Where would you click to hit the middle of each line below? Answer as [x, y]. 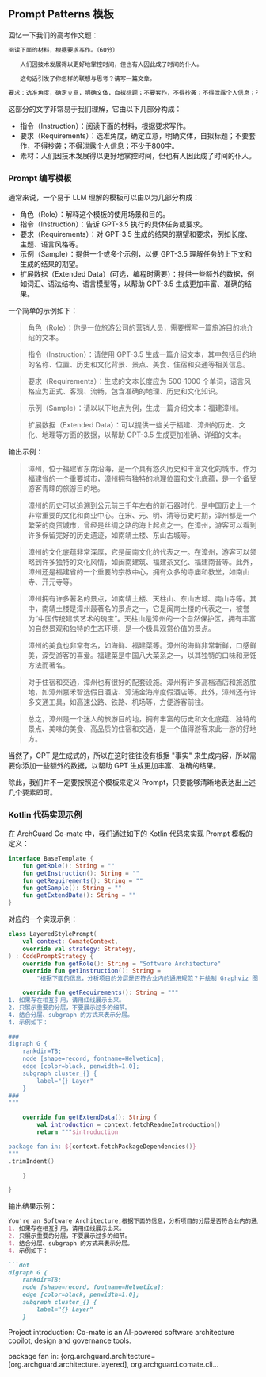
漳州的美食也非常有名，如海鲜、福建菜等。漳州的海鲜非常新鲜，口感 [139, 645]
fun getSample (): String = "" [72, 888]
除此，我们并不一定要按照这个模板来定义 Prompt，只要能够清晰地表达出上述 [132, 782]
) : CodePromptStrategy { [51, 956]
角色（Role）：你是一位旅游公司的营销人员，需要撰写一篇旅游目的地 [137, 327]
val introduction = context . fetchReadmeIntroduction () [129, 1125]
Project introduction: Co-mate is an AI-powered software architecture [122, 1332]
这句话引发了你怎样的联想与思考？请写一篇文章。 [87, 79]
